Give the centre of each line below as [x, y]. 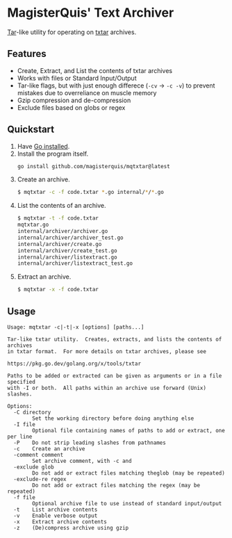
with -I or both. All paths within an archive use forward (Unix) [107, 388]
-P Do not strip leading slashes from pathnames [90, 443]
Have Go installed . [43, 146]
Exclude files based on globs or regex [71, 107]
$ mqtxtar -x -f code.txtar [58, 290]
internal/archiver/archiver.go [63, 231]
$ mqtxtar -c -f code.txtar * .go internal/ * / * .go [91, 193]
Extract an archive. [44, 277]
